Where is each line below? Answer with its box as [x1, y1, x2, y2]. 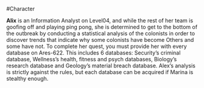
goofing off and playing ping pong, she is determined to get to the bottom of [6, 24, 198, 30]
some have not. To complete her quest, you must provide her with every [6, 42, 187, 50]
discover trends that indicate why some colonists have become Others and [6, 36, 194, 43]
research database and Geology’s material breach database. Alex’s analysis [6, 62, 196, 69]
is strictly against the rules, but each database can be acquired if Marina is [6, 69, 194, 75]
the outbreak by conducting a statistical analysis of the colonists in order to [6, 30, 195, 37]
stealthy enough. [6, 75, 49, 82]
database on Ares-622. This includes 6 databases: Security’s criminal [6, 49, 181, 56]
